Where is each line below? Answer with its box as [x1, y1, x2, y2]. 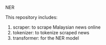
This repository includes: [5, 14, 58, 20]
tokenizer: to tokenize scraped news [12, 30, 90, 35]
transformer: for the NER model [12, 35, 79, 41]
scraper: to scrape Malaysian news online [12, 24, 101, 30]
